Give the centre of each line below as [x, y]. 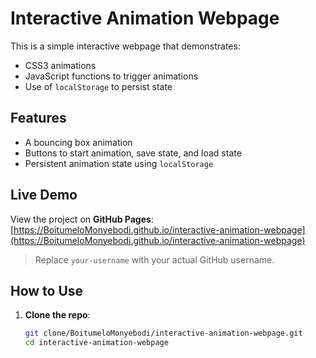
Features [38, 118]
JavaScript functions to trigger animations [111, 76]
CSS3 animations [60, 65]
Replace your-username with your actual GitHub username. [154, 259]
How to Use [47, 290]
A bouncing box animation [78, 142]
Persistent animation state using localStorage [119, 163]
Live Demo [44, 195]
